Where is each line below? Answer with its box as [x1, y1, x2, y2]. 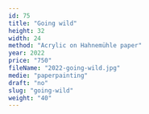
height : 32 [8, 26, 45, 35]
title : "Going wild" [8, 19, 78, 27]
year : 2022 [8, 49, 45, 57]
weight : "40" [8, 94, 52, 102]
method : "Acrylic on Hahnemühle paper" [8, 42, 143, 50]
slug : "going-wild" [8, 86, 74, 95]
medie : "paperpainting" [8, 71, 89, 79]
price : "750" [8, 57, 52, 65]
